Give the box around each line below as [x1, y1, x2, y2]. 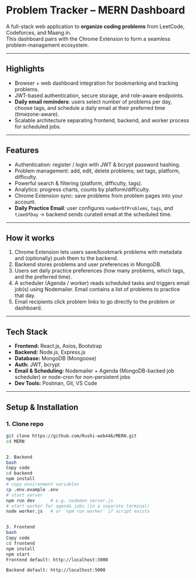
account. [14, 198, 36, 205]
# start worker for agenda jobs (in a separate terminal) [6, 503, 150, 509]
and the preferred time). [14, 273, 72, 281]
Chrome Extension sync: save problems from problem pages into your [14, 192, 183, 199]
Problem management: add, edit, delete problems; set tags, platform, [14, 167, 180, 174]
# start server [6, 492, 43, 498]
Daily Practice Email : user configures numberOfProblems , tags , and [14, 204, 173, 211]
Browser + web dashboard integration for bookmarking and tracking [14, 80, 178, 87]
